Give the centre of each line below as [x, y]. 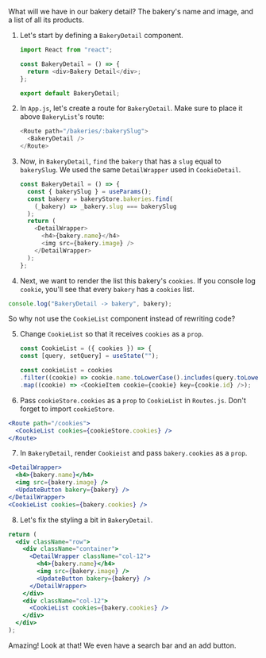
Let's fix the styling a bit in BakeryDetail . [86, 520]
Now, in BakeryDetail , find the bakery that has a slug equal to [120, 161]
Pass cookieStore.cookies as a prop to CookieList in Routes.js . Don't [133, 400]
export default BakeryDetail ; [70, 93]
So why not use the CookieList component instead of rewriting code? [122, 319]
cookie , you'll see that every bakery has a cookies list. [107, 289]
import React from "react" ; [66, 50]
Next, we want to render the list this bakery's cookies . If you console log [137, 280]
